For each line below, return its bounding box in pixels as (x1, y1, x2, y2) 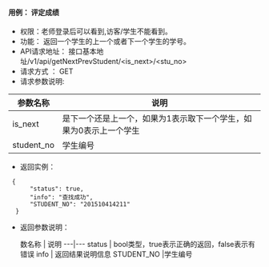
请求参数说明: (19, 77, 65, 86)
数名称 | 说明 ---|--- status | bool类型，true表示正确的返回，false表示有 (19, 240, 255, 249)
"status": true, (29, 185, 84, 193)
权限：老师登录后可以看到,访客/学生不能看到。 (19, 26, 172, 36)
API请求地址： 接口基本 (19, 46, 98, 56)
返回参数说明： (19, 222, 70, 232)
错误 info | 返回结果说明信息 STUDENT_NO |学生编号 (19, 249, 193, 259)
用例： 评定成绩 (8, 7, 60, 17)
